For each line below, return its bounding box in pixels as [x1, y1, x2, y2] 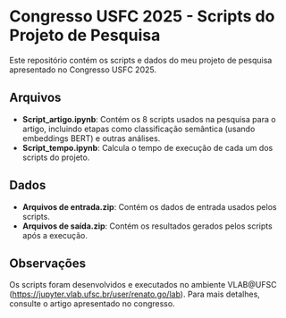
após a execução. [21, 230, 88, 240]
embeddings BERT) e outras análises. [21, 132, 161, 144]
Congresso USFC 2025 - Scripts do [9, 6, 275, 27]
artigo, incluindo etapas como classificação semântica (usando [21, 123, 256, 134]
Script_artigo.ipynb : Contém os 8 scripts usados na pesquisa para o [21, 113, 276, 124]
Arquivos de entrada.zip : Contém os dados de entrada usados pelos [21, 201, 277, 212]
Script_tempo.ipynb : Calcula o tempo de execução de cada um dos [21, 142, 273, 153]
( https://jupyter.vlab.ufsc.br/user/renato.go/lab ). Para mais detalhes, [9, 289, 261, 300]
